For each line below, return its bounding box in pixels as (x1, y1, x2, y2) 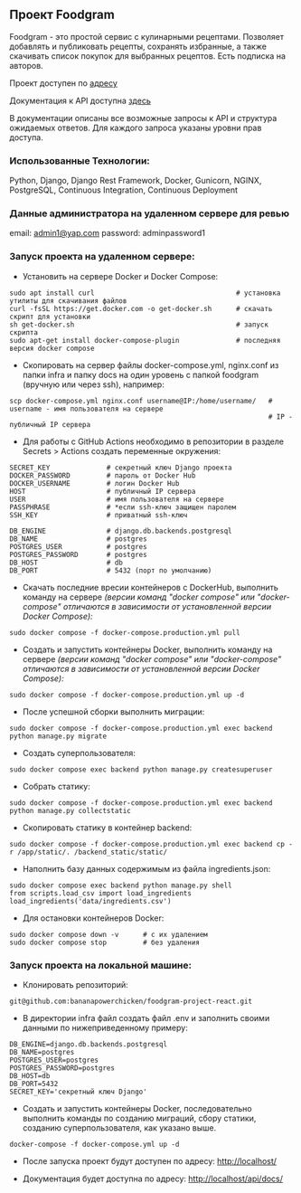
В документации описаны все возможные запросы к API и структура (9, 112, 277, 123)
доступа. (9, 131, 43, 143)
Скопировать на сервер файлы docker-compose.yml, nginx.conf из (22, 359, 279, 370)
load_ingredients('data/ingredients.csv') (9, 896, 172, 905)
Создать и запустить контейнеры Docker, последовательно (22, 1103, 252, 1113)
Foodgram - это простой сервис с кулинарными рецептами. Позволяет (9, 31, 285, 42)
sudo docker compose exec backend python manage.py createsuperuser (9, 764, 273, 774)
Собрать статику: (22, 781, 90, 791)
